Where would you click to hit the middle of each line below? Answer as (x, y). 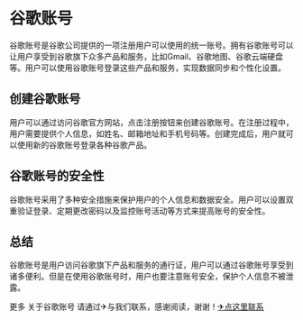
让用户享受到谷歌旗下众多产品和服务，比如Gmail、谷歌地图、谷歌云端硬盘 (147, 56)
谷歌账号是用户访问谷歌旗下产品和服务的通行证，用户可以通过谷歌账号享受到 (151, 265)
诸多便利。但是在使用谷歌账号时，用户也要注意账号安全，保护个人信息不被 (147, 277)
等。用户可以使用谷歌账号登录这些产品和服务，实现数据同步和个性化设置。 (147, 68)
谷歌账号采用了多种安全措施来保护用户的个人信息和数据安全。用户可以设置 (147, 199)
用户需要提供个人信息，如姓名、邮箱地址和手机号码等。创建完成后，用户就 (147, 133)
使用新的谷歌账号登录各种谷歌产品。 (84, 144)
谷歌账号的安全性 (57, 176)
